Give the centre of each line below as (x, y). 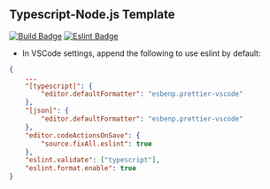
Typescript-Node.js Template (92, 15)
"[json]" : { (47, 111)
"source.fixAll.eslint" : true (96, 144)
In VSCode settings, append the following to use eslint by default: (141, 53)
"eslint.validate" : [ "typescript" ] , (93, 160)
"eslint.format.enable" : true (81, 169)
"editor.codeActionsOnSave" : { (83, 135)
